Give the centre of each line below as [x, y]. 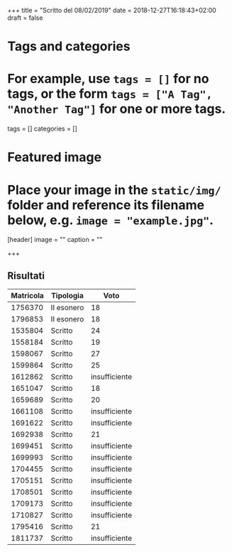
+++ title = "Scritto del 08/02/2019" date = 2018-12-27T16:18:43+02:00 [112, 10]
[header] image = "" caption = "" [55, 240]
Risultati [26, 276]
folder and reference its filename [106, 205]
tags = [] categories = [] [43, 129]
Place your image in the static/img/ [114, 190]
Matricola [27, 296]
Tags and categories [69, 46]
